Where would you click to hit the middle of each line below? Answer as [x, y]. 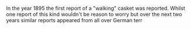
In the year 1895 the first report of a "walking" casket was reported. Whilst [96, 8]
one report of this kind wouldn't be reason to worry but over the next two [94, 14]
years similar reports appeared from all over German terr [74, 20]
